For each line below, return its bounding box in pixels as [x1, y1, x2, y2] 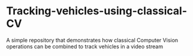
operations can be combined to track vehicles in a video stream [6, 43, 164, 50]
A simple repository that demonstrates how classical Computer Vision [6, 36, 179, 43]
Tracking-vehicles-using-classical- [6, 4, 188, 18]
